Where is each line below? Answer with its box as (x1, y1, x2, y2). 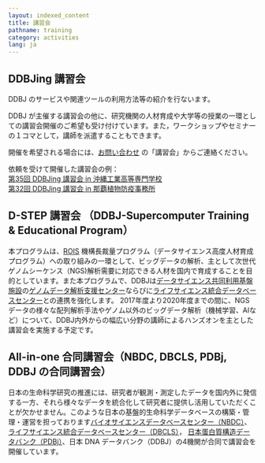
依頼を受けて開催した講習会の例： (8, 164, 119, 173)
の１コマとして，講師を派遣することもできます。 (8, 131, 166, 140)
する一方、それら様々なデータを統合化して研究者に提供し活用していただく (8, 397, 250, 406)
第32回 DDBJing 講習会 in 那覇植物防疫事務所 (8, 183, 156, 193)
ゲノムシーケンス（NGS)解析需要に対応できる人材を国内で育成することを (8, 265, 246, 276)
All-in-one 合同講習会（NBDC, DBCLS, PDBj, (8, 350, 227, 364)
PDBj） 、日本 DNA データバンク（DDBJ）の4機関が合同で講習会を (43, 436, 256, 446)
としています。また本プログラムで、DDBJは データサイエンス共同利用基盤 (14, 276, 254, 285)
